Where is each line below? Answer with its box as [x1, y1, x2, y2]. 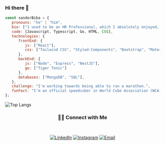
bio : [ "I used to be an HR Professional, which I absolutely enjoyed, [11, 24, 160, 30]
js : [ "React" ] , [25, 43, 56, 48]
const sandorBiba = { [5, 16, 50, 21]
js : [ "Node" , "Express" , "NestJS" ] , [25, 61, 100, 66]
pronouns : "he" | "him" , [11, 20, 63, 25]
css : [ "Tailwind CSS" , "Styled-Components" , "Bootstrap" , [25, 48, 146, 52]
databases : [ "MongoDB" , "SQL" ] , [18, 74, 84, 80]
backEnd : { [18, 56, 41, 62]
